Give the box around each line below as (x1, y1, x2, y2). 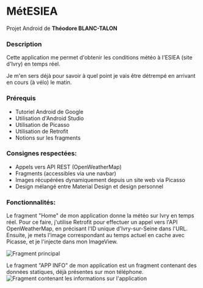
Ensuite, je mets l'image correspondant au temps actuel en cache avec (6, 232, 185, 239)
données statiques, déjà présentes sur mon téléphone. (6, 268, 144, 276)
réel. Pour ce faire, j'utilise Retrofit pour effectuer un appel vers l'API (6, 219, 178, 226)
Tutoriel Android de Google (15, 108, 84, 115)
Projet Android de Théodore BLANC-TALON (6, 25, 118, 32)
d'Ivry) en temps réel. (6, 60, 61, 68)
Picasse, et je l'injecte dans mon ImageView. (6, 238, 118, 246)
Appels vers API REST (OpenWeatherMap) (15, 163, 122, 170)
